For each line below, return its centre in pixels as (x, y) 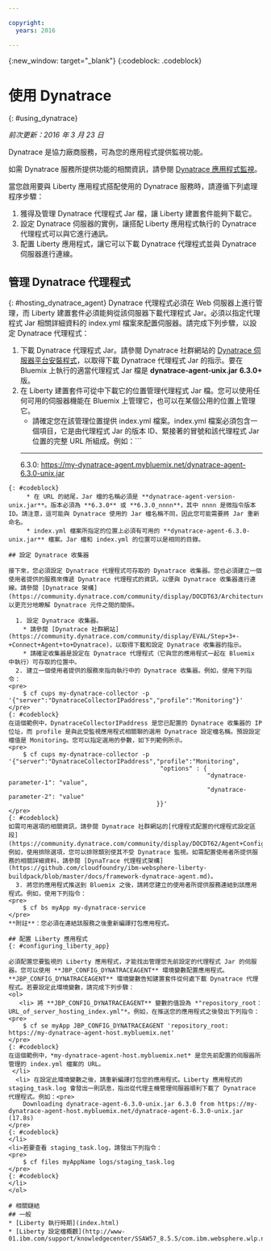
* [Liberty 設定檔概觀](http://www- (67, 1232)
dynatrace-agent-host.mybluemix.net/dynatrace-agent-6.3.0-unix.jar (126, 1111)
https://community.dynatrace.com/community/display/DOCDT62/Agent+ (127, 844)
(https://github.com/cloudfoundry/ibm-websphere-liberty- (108, 868)
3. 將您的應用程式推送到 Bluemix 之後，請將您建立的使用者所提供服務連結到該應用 (136, 885)
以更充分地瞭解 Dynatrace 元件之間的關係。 (73, 605)
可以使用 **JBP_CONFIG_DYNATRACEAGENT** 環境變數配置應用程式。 (127, 971)
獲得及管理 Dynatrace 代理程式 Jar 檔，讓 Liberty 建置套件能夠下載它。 (138, 214)
